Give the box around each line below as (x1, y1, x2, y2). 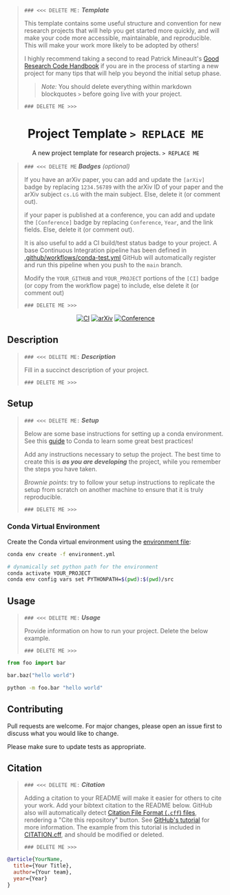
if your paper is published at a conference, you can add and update (23, 210, 216, 219)
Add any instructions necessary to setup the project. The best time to (23, 450, 221, 458)
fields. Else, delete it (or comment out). (23, 225, 134, 234)
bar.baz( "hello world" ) (7, 672, 76, 679)
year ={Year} (13, 875, 48, 883)
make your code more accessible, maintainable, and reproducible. (23, 34, 212, 42)
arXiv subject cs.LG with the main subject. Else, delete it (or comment (23, 189, 220, 198)
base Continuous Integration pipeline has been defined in (23, 246, 187, 254)
